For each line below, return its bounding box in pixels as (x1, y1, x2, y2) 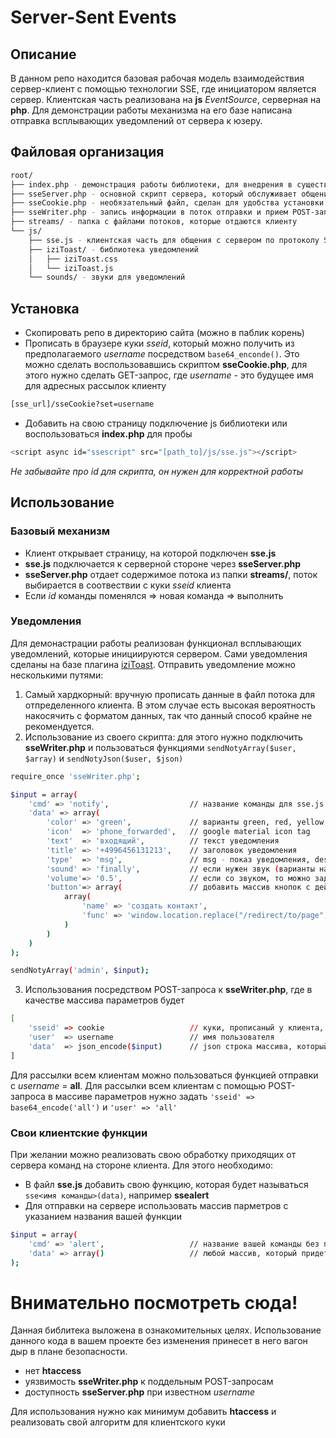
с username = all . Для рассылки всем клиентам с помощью (10, 1079, 267, 1091)
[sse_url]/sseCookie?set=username (10, 399, 155, 410)
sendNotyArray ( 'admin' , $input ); (10, 966, 150, 976)
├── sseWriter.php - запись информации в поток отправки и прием (10, 207, 288, 218)
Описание (10, 46, 77, 63)
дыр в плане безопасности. (10, 1346, 128, 1358)
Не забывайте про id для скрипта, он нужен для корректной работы (10, 465, 303, 477)
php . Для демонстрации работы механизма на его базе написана (10, 104, 293, 116)
